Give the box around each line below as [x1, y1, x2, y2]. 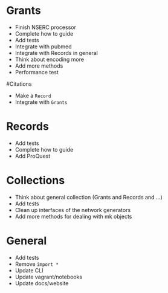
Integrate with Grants [15, 98, 68, 106]
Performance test [15, 68, 59, 76]
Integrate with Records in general [15, 49, 98, 56]
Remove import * [15, 260, 59, 268]
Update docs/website [15, 279, 69, 287]
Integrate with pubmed [15, 43, 72, 50]
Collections [6, 173, 65, 187]
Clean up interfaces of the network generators [15, 206, 131, 213]
